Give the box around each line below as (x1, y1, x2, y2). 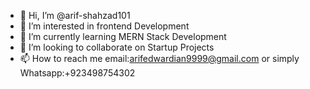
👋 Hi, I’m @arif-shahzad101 (19, 10, 131, 21)
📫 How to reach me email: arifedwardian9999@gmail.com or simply (19, 53, 300, 64)
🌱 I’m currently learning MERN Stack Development (19, 31, 227, 42)
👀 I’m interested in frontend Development (19, 20, 190, 32)
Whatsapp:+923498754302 (19, 67, 136, 79)
